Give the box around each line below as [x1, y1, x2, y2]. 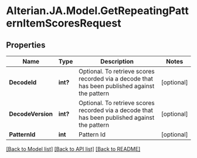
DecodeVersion [9, 110, 53, 118]
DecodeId [9, 78, 37, 86]
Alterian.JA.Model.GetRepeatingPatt [6, 4, 189, 18]
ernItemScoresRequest [6, 16, 121, 30]
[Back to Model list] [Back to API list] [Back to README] [6, 146, 141, 152]
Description [100, 58, 134, 65]
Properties [6, 40, 46, 50]
